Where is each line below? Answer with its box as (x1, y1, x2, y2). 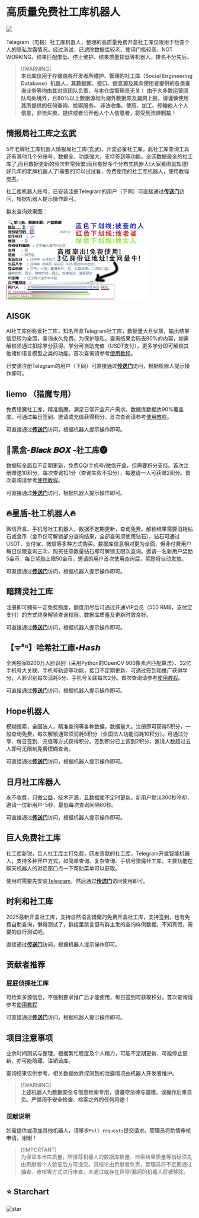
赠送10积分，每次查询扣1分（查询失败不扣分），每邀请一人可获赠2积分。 (11, 469, 185, 476)
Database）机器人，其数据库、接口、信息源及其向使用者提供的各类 (20, 80, 185, 87)
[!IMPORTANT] (20, 1146, 57, 1153)
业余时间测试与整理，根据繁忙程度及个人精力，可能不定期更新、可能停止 (6, 1050, 182, 1057)
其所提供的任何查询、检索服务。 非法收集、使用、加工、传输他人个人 (20, 102, 188, 109)
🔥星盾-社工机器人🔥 (6, 509, 76, 519)
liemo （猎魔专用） (6, 389, 76, 399)
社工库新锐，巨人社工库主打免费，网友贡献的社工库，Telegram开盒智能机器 (6, 850, 190, 857)
